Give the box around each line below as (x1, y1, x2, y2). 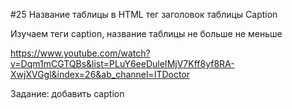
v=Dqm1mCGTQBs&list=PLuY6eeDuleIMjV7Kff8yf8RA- (10, 58, 235, 69)
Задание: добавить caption (10, 88, 125, 99)
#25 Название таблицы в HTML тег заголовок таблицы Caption (10, 9, 278, 20)
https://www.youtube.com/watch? (10, 47, 151, 59)
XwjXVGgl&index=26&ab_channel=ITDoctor (10, 69, 191, 80)
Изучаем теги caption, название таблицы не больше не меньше (10, 28, 283, 39)
